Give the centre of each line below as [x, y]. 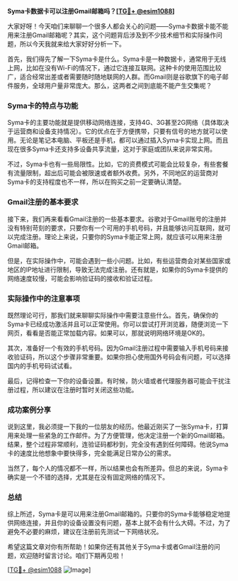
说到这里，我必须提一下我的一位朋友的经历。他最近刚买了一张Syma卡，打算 [118, 427]
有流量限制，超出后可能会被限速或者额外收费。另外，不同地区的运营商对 [113, 173]
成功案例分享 [29, 409]
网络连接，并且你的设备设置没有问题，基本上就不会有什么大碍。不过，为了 [122, 523]
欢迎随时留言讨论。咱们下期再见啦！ [72, 555]
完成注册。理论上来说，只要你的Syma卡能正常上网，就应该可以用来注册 [118, 236]
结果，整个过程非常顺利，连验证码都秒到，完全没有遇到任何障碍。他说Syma [118, 444]
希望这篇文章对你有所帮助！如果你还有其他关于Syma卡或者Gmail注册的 [111, 547]
